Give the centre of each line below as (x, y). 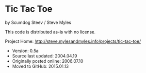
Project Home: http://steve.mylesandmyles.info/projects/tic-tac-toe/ (73, 41)
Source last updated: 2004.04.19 (45, 56)
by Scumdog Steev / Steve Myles (38, 22)
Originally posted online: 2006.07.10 (48, 61)
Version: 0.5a (25, 51)
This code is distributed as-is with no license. (50, 32)
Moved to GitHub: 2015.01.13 (40, 66)
